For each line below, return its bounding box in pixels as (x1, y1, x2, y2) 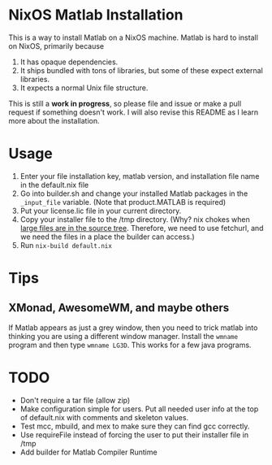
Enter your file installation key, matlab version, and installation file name (19, 171, 260, 180)
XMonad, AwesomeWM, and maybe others (8, 301, 230, 315)
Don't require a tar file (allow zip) (19, 395, 131, 405)
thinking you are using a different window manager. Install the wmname (8, 331, 238, 341)
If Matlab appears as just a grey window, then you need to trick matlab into (8, 323, 258, 332)
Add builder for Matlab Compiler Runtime (19, 447, 158, 457)
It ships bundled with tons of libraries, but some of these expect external (19, 65, 264, 75)
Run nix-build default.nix (19, 240, 112, 250)
